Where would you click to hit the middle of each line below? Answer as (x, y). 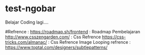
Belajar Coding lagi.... (27, 22)
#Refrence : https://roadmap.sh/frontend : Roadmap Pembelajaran (73, 31)
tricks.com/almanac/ (26, 42)
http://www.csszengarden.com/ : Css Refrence (53, 37)
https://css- (114, 37)
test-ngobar (30, 9)
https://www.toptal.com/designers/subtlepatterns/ (56, 47)
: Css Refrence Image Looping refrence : (89, 42)
